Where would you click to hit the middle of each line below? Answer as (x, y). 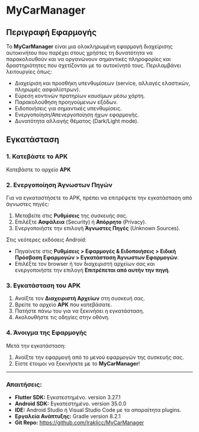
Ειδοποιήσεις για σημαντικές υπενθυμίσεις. (68, 108)
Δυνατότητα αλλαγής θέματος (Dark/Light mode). (77, 121)
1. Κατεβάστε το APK (37, 157)
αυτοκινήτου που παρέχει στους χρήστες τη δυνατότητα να (79, 53)
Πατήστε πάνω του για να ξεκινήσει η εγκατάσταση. (79, 311)
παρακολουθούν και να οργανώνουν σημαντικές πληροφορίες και (89, 59)
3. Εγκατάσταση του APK (44, 285)
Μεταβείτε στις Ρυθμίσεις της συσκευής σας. (71, 215)
